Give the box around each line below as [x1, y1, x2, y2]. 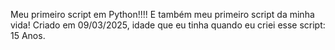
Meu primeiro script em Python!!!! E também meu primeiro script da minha [10, 9, 315, 20]
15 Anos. [10, 30, 46, 41]
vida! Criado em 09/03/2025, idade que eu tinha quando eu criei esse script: [10, 19, 326, 31]
